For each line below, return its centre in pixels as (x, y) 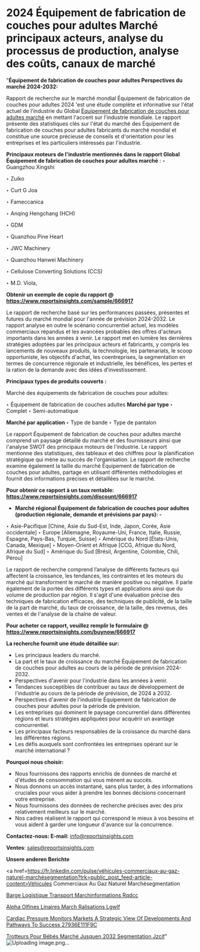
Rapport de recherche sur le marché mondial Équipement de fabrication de (98, 98)
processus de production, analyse (93, 51)
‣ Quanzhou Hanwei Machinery (45, 260)
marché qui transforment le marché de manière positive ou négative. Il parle (99, 582)
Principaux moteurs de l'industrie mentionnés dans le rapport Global (93, 154)
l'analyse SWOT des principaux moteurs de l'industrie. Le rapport (87, 446)
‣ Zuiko (16, 178)
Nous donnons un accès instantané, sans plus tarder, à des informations (104, 786)
